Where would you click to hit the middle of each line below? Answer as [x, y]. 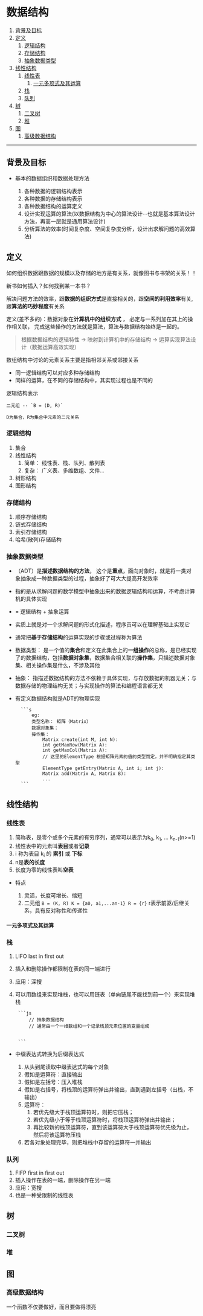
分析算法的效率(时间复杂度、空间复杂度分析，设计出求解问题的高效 [107, 229]
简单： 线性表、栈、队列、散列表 [65, 463]
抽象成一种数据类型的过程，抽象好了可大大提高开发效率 [89, 579]
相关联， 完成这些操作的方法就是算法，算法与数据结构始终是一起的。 [97, 326]
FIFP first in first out [40, 1173]
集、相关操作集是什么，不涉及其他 [57, 666]
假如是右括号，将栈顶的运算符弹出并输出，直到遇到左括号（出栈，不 [109, 1089]
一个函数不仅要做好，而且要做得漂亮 [51, 1307]
